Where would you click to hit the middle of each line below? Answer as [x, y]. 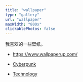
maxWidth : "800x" [24, 24]
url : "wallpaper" [24, 19]
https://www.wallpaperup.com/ [45, 54]
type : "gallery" [22, 15]
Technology [25, 74]
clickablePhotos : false [30, 29]
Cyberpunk [24, 64]
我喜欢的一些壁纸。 [25, 44]
